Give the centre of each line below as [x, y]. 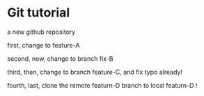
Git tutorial [39, 13]
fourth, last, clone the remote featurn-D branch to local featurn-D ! [102, 85]
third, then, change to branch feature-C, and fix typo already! [95, 72]
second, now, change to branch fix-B [60, 58]
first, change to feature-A [44, 45]
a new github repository [41, 32]
